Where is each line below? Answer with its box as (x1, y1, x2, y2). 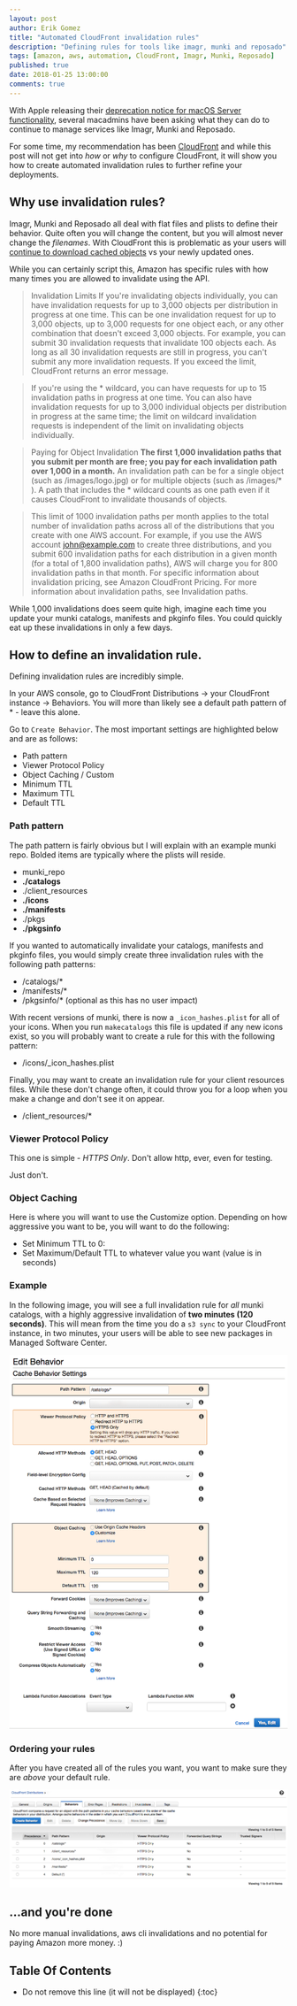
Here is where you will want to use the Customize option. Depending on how (9, 1212, 287, 1223)
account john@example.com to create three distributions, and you (30, 539, 272, 550)
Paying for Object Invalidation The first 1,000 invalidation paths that (30, 447, 282, 457)
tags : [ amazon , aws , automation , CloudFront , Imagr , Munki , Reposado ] (9, 51, 275, 61)
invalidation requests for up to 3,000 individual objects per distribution (30, 401, 287, 411)
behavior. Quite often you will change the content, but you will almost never (9, 227, 284, 238)
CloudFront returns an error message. (30, 365, 170, 376)
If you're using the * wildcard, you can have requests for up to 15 (30, 382, 267, 393)
